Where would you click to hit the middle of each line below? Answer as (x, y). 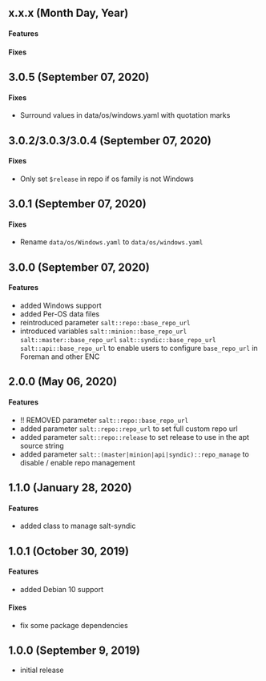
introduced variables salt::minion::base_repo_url (103, 331)
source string (42, 445)
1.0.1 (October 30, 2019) (69, 551)
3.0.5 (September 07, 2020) (79, 77)
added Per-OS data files (60, 314)
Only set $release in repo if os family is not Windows (107, 179)
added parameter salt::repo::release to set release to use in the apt (135, 437)
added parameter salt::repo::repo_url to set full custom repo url (129, 429)
